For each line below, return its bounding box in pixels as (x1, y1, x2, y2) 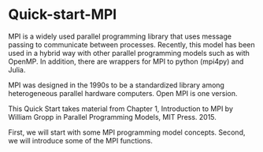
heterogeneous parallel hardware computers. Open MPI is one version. (8, 88, 238, 98)
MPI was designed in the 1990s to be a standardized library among (8, 80, 224, 90)
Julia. (8, 65, 26, 74)
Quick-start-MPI (8, 6, 117, 24)
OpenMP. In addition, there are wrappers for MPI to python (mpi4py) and (8, 57, 244, 66)
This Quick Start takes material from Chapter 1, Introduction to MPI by (8, 104, 234, 113)
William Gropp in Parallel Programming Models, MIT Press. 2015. (8, 112, 217, 121)
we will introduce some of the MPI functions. (8, 135, 154, 145)
